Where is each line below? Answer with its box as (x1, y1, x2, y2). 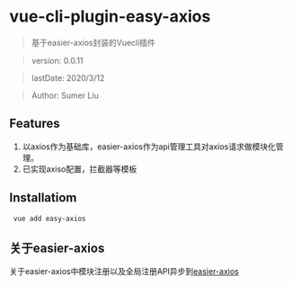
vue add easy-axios (13, 214, 87, 223)
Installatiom (9, 191, 77, 206)
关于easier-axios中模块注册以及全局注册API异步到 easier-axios (9, 266, 240, 277)
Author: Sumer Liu (31, 90, 99, 101)
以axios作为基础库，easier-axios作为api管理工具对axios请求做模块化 (22, 141, 276, 152)
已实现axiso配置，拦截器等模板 (22, 164, 138, 174)
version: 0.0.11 (31, 55, 84, 66)
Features (9, 116, 60, 131)
